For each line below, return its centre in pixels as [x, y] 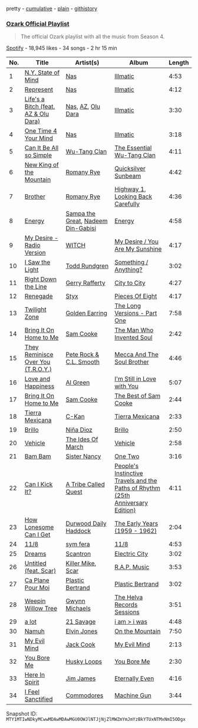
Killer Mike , [81, 563]
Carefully [127, 204]
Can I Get [37, 535]
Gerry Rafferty [85, 283]
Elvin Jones [82, 631]
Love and [37, 379]
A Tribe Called [85, 485]
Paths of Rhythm [138, 488]
